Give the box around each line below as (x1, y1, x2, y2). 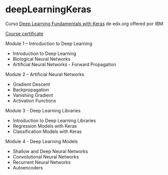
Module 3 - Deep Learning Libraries (5, 107, 81, 113)
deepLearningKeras (5, 4, 92, 15)
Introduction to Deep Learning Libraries (12, 117, 96, 124)
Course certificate (5, 30, 44, 36)
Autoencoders (12, 164, 43, 170)
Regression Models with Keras (12, 123, 77, 129)
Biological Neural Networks (12, 55, 71, 62)
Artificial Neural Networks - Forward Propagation (12, 61, 116, 67)
